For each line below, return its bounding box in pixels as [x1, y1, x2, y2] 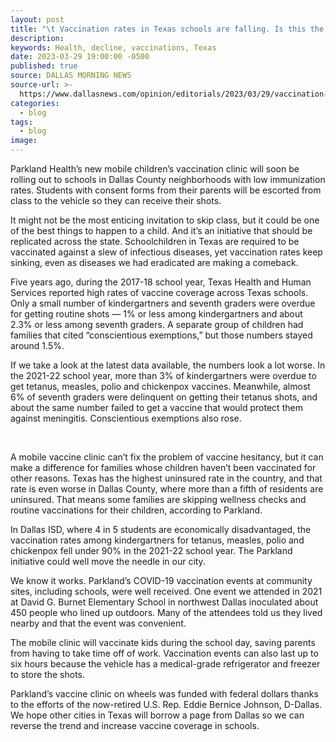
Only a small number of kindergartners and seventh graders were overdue [10, 297, 316, 309]
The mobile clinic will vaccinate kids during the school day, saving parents [10, 637, 316, 648]
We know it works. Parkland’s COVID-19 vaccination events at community [10, 575, 313, 586]
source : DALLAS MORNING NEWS [10, 71, 132, 81]
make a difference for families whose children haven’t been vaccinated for [10, 462, 317, 473]
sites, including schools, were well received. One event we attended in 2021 [10, 586, 323, 597]
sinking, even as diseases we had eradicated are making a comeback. [10, 257, 299, 268]
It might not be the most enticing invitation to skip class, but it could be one [10, 214, 320, 226]
